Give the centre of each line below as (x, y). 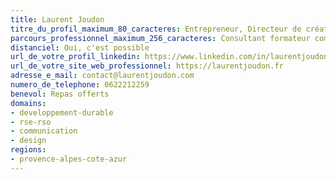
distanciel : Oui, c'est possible (80, 47)
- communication (44, 131)
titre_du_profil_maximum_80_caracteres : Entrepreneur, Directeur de (156, 29)
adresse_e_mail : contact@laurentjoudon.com (102, 76)
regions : (28, 150)
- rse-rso (31, 122)
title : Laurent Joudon (57, 19)
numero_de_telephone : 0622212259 (80, 85)
